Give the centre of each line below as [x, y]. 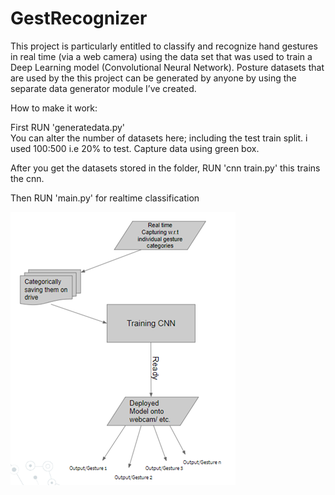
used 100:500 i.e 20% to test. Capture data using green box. [135, 148]
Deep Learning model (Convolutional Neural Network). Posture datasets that [167, 67]
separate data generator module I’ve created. [103, 88]
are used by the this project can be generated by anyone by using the [153, 78]
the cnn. [27, 178]
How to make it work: [54, 108]
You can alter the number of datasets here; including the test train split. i [159, 138]
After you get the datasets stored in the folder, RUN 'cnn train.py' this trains [165, 168]
